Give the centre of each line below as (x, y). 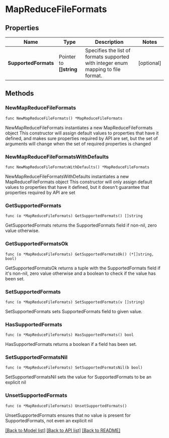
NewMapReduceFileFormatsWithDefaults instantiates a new (67, 176)
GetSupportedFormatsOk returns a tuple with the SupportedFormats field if (83, 268)
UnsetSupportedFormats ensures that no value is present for (68, 415)
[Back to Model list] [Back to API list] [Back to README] (63, 430)
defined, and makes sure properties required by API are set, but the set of (82, 138)
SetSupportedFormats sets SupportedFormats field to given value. (74, 311)
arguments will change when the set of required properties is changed (78, 143)
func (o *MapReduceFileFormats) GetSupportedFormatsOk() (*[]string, (80, 254)
